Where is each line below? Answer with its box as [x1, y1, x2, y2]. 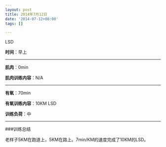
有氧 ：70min [5, 90, 31, 96]
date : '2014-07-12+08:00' [5, 16, 58, 21]
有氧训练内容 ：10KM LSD [5, 100, 57, 106]
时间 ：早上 [5, 49, 27, 55]
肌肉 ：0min [5, 64, 29, 70]
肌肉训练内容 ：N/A [5, 75, 43, 81]
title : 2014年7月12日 [5, 12, 47, 17]
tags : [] [5, 21, 23, 26]
